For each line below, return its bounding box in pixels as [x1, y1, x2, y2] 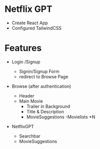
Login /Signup [11, 58, 40, 65]
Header [19, 93, 35, 99]
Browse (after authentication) [11, 83, 71, 89]
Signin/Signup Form [19, 68, 60, 74]
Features [4, 43, 42, 54]
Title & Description [26, 108, 65, 114]
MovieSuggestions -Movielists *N [26, 114, 96, 120]
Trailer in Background [26, 103, 70, 109]
